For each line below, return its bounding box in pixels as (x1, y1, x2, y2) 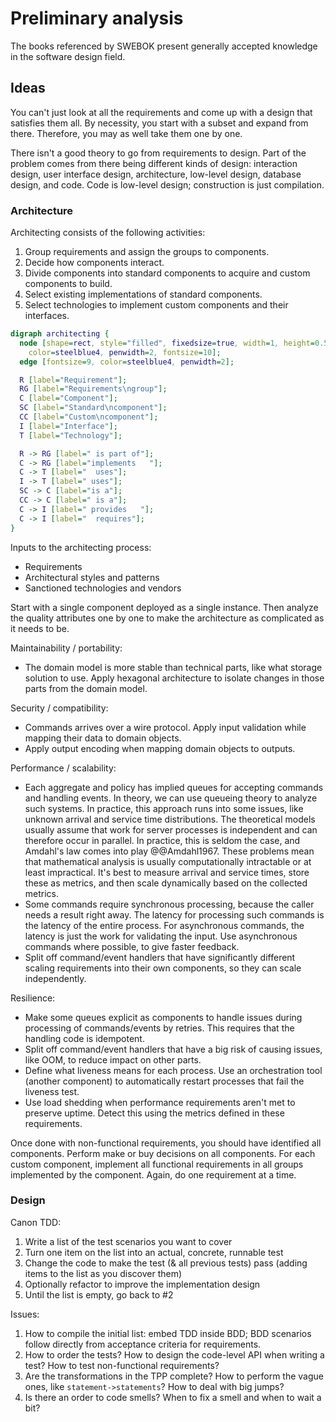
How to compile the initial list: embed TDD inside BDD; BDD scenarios (24, 1327, 312, 1339)
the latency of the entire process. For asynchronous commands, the (24, 919, 305, 931)
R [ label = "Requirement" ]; (19, 375, 128, 385)
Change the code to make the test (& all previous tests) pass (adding (24, 1257, 308, 1269)
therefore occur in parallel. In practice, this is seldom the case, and (24, 834, 301, 846)
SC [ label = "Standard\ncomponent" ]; (19, 403, 168, 413)
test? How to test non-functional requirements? (24, 1359, 220, 1371)
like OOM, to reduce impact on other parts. (24, 1053, 202, 1066)
